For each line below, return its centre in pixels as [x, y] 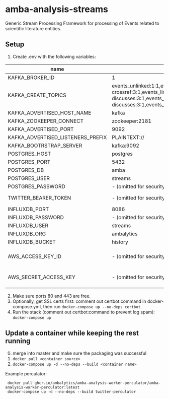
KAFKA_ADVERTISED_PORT [41, 129]
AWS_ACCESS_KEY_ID [35, 256]
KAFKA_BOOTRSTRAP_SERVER [45, 146]
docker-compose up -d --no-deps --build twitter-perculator [72, 391]
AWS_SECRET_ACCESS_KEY [41, 277]
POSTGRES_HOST [29, 154]
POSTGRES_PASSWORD [36, 186]
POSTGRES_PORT [29, 162]
